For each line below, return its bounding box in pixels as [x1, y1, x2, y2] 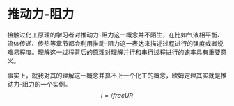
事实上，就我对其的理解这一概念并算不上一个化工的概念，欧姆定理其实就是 [7, 71, 221, 80]
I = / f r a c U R [100, 91, 134, 99]
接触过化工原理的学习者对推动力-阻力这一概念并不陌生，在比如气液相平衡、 [7, 30, 224, 39]
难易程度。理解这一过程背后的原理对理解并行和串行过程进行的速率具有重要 [7, 48, 221, 56]
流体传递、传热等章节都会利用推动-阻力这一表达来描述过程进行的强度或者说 [7, 39, 224, 47]
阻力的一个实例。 [22, 80, 72, 88]
